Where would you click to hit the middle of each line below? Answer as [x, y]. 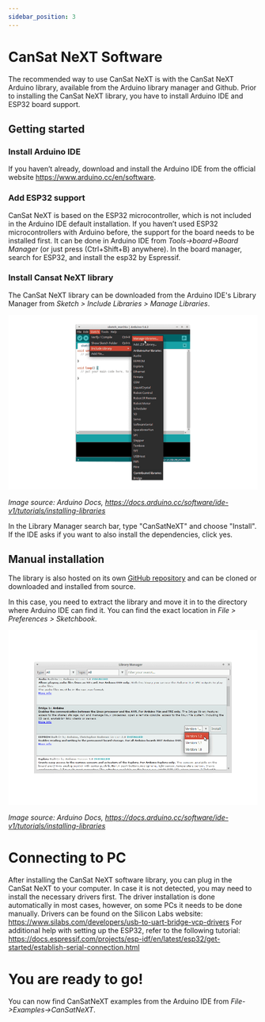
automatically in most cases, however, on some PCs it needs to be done [125, 905]
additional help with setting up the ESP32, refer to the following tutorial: [124, 930]
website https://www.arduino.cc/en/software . [82, 178]
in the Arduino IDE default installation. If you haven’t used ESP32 [114, 224]
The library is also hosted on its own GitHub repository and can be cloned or [132, 578]
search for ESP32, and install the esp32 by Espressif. [95, 257]
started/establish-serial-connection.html [74, 947]
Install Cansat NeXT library [61, 278]
